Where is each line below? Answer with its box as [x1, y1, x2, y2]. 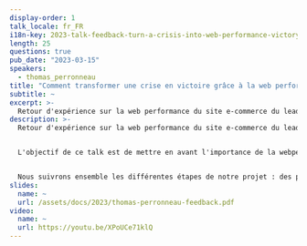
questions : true [9, 47, 71, 56]
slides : [9, 180, 39, 190]
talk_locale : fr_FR [9, 22, 84, 31]
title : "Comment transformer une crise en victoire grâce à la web [9, 81, 272, 90]
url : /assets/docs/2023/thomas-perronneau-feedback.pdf [17, 198, 235, 207]
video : [9, 206, 35, 215]
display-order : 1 [9, 13, 76, 23]
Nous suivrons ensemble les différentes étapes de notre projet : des [17, 172, 292, 181]
